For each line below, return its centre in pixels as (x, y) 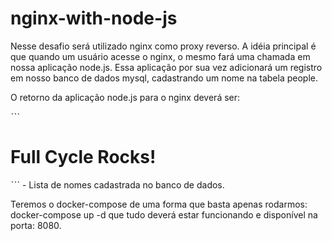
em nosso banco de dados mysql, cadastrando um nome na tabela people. (164, 78)
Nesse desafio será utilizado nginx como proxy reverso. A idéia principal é (163, 46)
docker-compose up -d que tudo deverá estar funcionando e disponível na (164, 214)
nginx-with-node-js (94, 18)
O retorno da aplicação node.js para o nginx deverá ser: (125, 97)
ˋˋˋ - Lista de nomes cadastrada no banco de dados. (117, 184)
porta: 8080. (36, 225)
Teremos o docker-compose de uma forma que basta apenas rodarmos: (159, 204)
